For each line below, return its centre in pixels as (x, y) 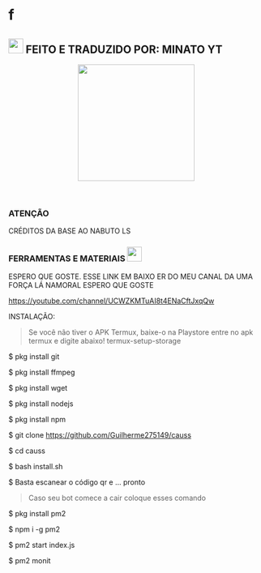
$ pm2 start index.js (42, 545)
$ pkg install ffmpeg (42, 372)
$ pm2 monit (30, 560)
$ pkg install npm (37, 419)
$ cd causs (27, 451)
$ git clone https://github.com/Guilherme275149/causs (100, 434)
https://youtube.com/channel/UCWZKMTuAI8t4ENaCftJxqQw (111, 301)
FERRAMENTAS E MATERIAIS (67, 259)
